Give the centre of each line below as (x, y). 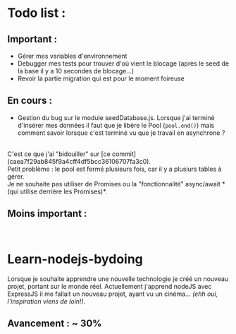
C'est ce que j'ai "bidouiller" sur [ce (59, 154)
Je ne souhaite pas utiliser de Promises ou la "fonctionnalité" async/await (114, 184)
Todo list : (37, 13)
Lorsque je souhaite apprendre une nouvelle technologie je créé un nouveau (118, 279)
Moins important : (47, 214)
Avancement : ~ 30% (55, 323)
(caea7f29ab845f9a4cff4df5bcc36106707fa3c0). (79, 161)
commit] (124, 154)
